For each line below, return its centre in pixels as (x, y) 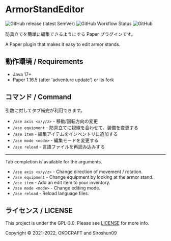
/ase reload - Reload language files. (51, 193)
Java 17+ (22, 74)
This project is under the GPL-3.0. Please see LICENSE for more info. (77, 223)
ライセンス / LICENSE (39, 210)
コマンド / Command (38, 97)
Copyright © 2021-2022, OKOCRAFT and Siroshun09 (61, 233)
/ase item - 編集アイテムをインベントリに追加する (65, 134)
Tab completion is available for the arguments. (54, 161)
